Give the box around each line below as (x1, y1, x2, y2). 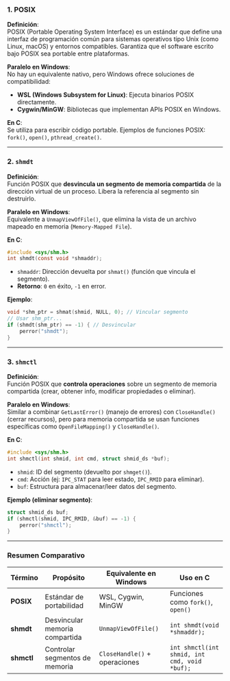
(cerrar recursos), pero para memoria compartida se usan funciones (7, 415, 200, 424)
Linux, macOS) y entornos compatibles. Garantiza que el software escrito (7, 43, 214, 51)
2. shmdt (7, 157, 34, 166)
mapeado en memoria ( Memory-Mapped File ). (7, 222, 132, 231)
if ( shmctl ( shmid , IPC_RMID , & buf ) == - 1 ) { (7, 515, 136, 522)
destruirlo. (7, 194, 36, 203)
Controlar (44, 644, 75, 654)
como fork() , (170, 597, 214, 607)
